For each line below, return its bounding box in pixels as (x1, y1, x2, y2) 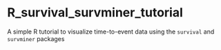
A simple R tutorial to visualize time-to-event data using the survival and (7, 27, 215, 36)
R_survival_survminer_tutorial (7, 5, 183, 21)
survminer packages (7, 34, 65, 42)
